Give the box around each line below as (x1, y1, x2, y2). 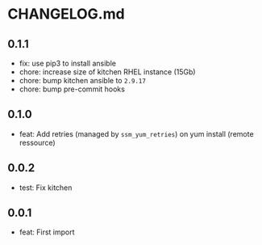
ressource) (19, 137, 56, 147)
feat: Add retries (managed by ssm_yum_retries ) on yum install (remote (19, 129, 255, 138)
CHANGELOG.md (7, 5, 126, 23)
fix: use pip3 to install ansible (19, 58, 116, 68)
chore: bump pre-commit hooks (19, 84, 126, 94)
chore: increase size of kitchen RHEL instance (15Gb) (19, 67, 196, 77)
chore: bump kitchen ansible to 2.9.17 (19, 76, 147, 85)
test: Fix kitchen (19, 183, 73, 192)
